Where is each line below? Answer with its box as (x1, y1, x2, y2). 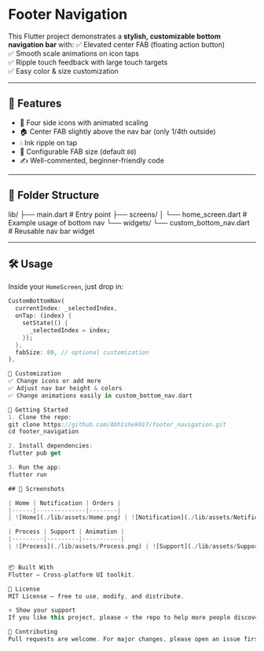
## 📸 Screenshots (8, 485, 65, 492)
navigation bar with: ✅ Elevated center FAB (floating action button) (8, 39, 225, 49)
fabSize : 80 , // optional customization (15, 348, 149, 357)
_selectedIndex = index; (28, 326, 111, 335)
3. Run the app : (8, 463, 61, 471)
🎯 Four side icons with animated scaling (19, 118, 148, 127)
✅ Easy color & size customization (8, 66, 119, 75)
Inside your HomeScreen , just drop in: (8, 282, 124, 291)
